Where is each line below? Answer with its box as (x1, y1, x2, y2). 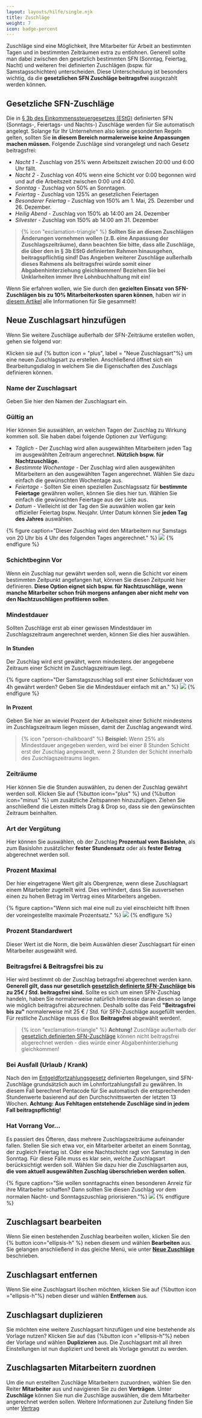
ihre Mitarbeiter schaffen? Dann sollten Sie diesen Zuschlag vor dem (6, 1186, 177, 1193)
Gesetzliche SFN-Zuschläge (6, 98, 115, 109)
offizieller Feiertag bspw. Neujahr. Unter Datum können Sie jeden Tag (14, 509, 188, 516)
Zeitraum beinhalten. (6, 809, 58, 816)
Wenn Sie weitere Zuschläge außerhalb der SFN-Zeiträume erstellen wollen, (6, 331, 195, 338)
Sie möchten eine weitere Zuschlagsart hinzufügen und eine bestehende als (6, 1325, 195, 1333)
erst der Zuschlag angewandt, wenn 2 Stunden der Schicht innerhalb (21, 748, 193, 756)
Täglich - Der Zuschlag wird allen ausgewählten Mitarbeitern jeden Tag (14, 444, 192, 452)
